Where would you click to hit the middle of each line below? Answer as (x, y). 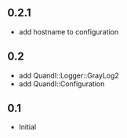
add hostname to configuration (69, 31)
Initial (27, 127)
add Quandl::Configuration (62, 84)
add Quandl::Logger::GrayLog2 (69, 75)
